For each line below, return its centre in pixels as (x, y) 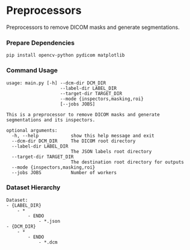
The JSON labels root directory (111, 151)
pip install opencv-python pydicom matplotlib (66, 55)
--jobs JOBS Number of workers (64, 172)
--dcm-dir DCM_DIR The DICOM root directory (74, 141)
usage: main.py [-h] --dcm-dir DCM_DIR (56, 83)
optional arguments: (32, 130)
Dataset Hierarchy (33, 187)
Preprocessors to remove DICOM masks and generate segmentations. (93, 27)
